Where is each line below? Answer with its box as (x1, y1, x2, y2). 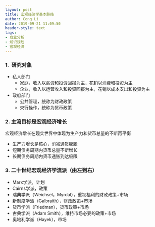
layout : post (5, 7, 32, 12)
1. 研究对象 (5, 61, 32, 68)
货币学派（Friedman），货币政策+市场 (12, 204, 89, 210)
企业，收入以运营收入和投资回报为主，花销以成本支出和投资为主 (19, 86, 150, 92)
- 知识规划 (5, 40, 25, 45)
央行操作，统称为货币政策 (19, 105, 72, 111)
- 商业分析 (5, 35, 25, 40)
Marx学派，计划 (12, 179, 45, 185)
